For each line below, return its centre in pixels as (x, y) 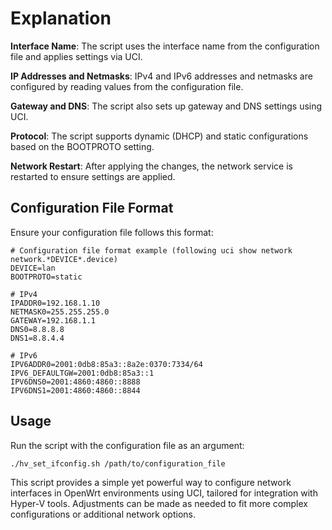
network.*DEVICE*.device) (64, 259)
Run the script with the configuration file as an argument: (127, 445)
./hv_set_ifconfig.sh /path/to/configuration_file (118, 463)
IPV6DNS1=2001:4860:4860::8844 (75, 390)
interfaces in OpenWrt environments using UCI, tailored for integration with (164, 493)
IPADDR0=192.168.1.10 (55, 303)
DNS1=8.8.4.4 (37, 338)
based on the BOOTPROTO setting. (82, 146)
